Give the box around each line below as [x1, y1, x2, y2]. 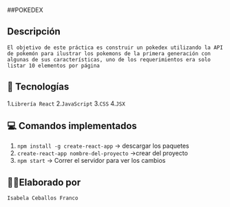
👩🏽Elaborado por [7, 176, 81, 188]
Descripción [7, 26, 61, 37]
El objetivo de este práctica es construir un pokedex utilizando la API [7, 44, 224, 51]
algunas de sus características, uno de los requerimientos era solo [7, 56, 211, 63]
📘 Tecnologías [7, 81, 70, 92]
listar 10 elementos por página [7, 62, 100, 69]
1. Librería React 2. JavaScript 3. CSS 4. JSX [7, 99, 125, 108]
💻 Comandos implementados [7, 120, 138, 132]
